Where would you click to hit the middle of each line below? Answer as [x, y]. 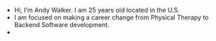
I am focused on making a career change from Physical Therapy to [111, 17]
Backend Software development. [62, 25]
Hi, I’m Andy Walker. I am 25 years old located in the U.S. [97, 10]
